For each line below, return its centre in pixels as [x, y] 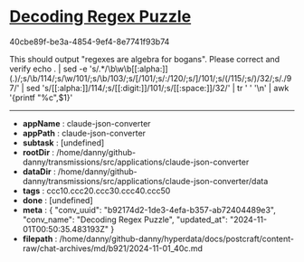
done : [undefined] [57, 200]
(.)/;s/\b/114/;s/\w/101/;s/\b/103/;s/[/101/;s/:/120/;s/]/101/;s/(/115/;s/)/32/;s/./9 [151, 78]
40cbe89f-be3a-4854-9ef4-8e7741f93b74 [90, 42]
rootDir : [38, 152]
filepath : [40, 239]
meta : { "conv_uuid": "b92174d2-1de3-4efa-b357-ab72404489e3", [149, 210]
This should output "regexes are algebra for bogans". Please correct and [145, 59]
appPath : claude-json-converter [84, 133]
